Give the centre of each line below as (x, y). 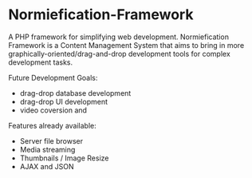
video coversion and (53, 110)
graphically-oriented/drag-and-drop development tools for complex (120, 53)
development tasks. (41, 62)
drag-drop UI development (64, 101)
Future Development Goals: (53, 77)
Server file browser (51, 140)
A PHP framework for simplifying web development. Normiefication (119, 37)
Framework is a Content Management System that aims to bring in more (126, 45)
